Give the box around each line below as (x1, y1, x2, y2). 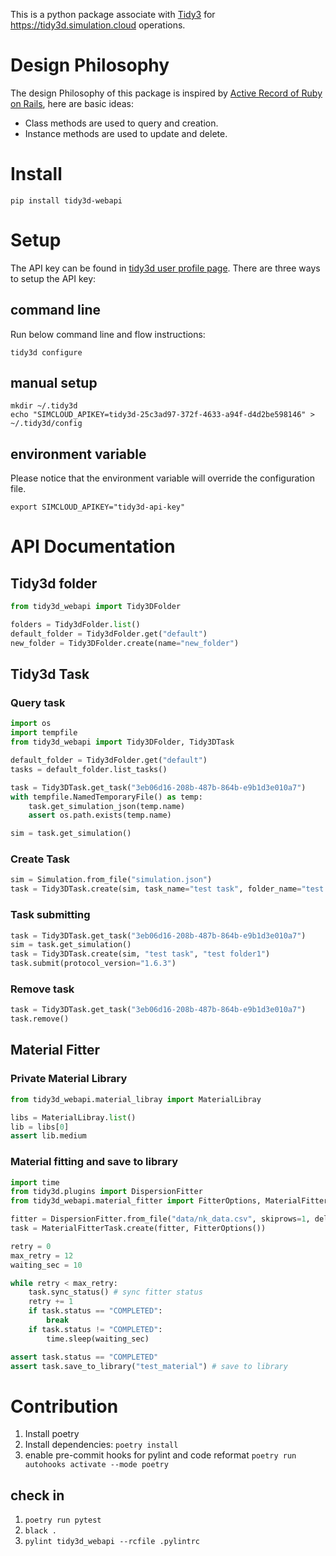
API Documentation (10, 535, 176, 558)
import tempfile (10, 728, 78, 738)
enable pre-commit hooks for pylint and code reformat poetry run (24, 1449, 297, 1461)
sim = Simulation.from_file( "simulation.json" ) (10, 875, 213, 885)
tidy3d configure (10, 347, 83, 358)
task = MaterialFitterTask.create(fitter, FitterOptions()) (10, 1224, 267, 1234)
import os (10, 719, 52, 729)
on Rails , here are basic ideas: (10, 97, 134, 109)
